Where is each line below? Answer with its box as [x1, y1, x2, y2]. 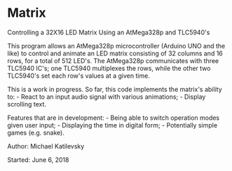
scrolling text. [7, 100, 47, 108]
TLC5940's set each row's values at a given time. [7, 71, 151, 80]
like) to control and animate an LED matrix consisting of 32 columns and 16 [7, 49, 223, 57]
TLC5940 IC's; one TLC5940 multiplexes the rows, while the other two [7, 64, 211, 72]
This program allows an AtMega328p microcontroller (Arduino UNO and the [7, 41, 226, 50]
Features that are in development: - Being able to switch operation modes [7, 114, 220, 122]
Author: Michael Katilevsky [7, 142, 85, 150]
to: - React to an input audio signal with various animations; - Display [7, 93, 206, 101]
